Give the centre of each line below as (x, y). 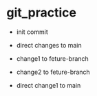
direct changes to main (49, 45)
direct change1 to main (48, 85)
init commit (32, 32)
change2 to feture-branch (53, 72)
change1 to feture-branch (52, 58)
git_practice (42, 13)
